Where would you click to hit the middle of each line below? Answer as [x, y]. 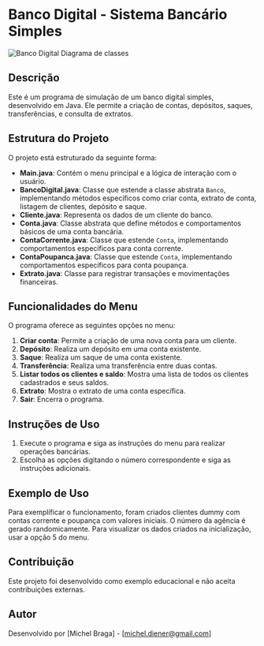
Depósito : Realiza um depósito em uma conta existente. [110, 349]
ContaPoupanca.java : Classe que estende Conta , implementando [126, 256]
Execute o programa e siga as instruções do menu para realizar [123, 443]
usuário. [33, 181]
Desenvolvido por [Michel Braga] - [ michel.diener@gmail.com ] [110, 633]
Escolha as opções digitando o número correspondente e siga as [125, 460]
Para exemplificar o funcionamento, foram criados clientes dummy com [124, 512]
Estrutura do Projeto [59, 138]
